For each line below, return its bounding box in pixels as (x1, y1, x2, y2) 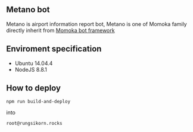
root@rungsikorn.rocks (6, 121, 63, 127)
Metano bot (6, 5, 50, 15)
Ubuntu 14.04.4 (14, 59, 53, 67)
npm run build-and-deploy (6, 99, 70, 105)
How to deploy (6, 83, 61, 94)
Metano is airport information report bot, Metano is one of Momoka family (6, 20, 187, 27)
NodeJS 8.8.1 (14, 66, 48, 73)
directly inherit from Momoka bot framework (6, 27, 115, 34)
